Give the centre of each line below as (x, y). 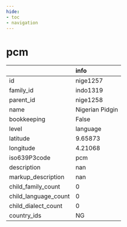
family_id (21, 91)
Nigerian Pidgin (97, 110)
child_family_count (35, 187)
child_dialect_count (36, 206)
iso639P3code (30, 158)
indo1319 (89, 91)
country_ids (25, 216)
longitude (22, 148)
